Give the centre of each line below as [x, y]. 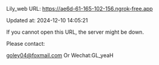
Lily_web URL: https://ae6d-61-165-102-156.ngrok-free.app [79, 9]
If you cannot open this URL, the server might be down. [75, 32]
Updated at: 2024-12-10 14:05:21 [47, 20]
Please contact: [26, 44]
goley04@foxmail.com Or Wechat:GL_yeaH [60, 55]
